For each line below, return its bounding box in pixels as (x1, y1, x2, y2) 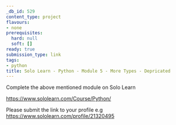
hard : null (11, 35, 38, 41)
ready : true (6, 47, 35, 52)
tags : (6, 57, 19, 63)
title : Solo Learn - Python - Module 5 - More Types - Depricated (6, 68, 171, 74)
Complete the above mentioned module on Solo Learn (6, 84, 136, 91)
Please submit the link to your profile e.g (6, 106, 103, 113)
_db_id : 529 (6, 8, 35, 15)
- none (6, 24, 22, 31)
